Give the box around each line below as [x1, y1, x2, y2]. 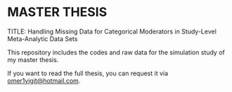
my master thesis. [7, 55, 59, 63]
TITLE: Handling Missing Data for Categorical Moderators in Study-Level [7, 27, 217, 36]
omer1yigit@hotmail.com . [7, 76, 81, 84]
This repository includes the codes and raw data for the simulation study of [7, 48, 225, 56]
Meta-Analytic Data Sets [7, 34, 78, 43]
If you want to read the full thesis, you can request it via [7, 69, 169, 77]
